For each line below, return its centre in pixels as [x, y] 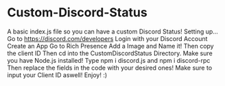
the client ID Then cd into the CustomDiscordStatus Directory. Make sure [110, 53]
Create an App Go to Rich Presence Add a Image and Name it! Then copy [110, 46]
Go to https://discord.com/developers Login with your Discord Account [107, 38]
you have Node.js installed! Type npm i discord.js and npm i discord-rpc [109, 60]
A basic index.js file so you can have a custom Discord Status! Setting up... [113, 31]
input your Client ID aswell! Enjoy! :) [57, 75]
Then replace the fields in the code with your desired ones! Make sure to [110, 68]
